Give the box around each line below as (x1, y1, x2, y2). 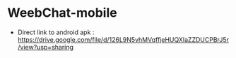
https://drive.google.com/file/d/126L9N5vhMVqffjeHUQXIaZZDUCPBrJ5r (17, 35, 230, 43)
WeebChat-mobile (7, 5, 118, 21)
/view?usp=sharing (17, 43, 74, 51)
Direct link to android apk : (17, 28, 95, 36)
